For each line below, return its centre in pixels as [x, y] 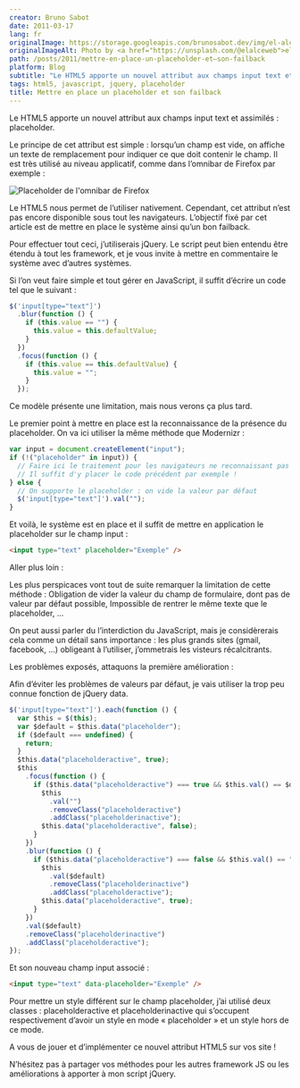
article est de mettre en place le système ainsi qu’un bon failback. [130, 226]
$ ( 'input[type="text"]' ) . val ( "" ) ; [81, 499]
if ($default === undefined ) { [75, 735]
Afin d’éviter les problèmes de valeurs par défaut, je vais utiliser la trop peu [147, 684]
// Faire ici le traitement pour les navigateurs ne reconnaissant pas [154, 465]
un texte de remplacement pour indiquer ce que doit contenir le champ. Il [144, 154]
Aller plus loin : [37, 567]
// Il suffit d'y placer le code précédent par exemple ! [128, 474]
